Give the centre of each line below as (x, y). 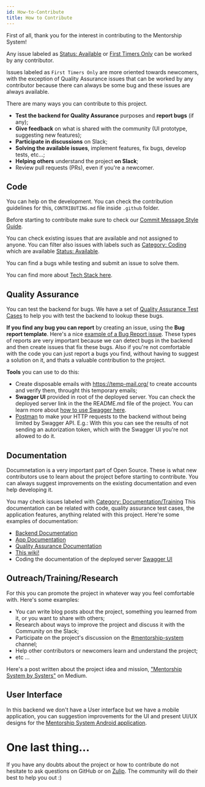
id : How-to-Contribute (35, 12)
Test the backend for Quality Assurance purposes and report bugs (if (104, 115)
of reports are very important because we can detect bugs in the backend (99, 340)
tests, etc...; (30, 155)
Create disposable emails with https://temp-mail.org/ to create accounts (106, 384)
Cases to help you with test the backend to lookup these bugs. (85, 316)
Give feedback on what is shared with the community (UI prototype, (101, 128)
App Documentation (40, 539)
